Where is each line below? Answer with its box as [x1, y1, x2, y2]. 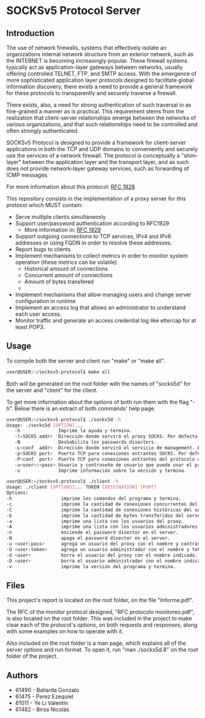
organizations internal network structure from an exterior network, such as [6, 51, 194, 58]
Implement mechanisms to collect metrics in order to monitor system [15, 252, 188, 259]
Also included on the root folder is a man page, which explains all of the [6, 639, 186, 647]
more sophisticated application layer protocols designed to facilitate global [6, 77, 194, 84]
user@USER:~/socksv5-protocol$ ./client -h [6, 478, 119, 485]
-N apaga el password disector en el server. [6, 535, 171, 541]
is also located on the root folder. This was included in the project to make [6, 615, 192, 622]
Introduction [6, 28, 55, 38]
